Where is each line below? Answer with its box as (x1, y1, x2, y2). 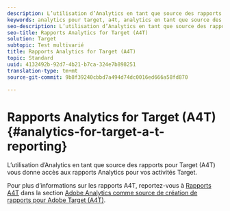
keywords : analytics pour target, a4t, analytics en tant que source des (7, 16, 222, 23)
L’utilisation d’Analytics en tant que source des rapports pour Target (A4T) (7, 161, 216, 169)
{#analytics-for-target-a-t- (7, 124, 165, 139)
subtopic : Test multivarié (7, 42, 84, 49)
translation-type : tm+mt (7, 67, 78, 74)
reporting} (7, 138, 68, 154)
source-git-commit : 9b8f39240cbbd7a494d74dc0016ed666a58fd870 (7, 73, 188, 81)
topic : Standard (7, 55, 53, 62)
